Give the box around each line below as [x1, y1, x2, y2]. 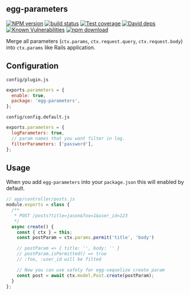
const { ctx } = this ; [17, 229, 73, 235]
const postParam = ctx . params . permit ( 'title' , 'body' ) [17, 235, 155, 241]
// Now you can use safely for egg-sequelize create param [17, 267, 165, 273]
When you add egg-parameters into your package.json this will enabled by [6, 179, 184, 186]
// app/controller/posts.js [6, 196, 76, 202]
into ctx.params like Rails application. [6, 44, 96, 51]
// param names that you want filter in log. [11, 135, 126, 141]
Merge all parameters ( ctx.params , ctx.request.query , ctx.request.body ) [6, 37, 183, 44]
